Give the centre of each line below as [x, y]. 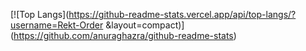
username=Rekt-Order [57, 25]
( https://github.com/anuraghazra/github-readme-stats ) [123, 35]
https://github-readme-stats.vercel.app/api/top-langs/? [182, 14]
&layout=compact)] [145, 25]
